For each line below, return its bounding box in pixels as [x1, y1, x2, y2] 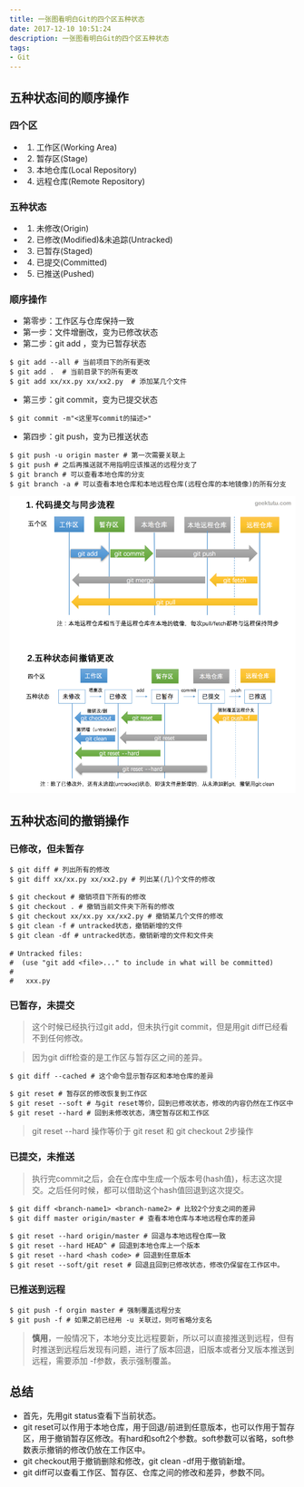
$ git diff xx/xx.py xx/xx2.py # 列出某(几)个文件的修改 [9, 875, 216, 884]
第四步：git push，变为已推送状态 [22, 431, 149, 442]
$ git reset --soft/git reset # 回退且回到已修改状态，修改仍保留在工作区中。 [9, 1260, 284, 1269]
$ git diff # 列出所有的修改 [9, 865, 111, 875]
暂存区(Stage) [35, 152, 89, 163]
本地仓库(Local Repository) [35, 164, 138, 175]
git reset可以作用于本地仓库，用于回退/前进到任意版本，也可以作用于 [22, 1421, 279, 1433]
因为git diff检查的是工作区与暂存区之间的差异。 [31, 1052, 208, 1063]
